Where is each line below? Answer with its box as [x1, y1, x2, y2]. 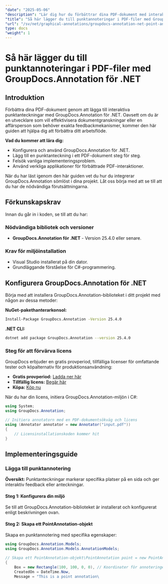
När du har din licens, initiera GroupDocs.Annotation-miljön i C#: [5, 394, 138, 400]
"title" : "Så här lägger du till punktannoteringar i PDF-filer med [5, 17, 151, 22]
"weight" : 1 [5, 31, 30, 36]
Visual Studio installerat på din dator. [12, 259, 88, 265]
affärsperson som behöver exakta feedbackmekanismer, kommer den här [5, 123, 156, 128]
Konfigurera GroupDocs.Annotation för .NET [5, 279, 147, 287]
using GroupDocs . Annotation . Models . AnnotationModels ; [5, 546, 120, 551]
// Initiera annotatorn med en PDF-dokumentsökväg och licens [5, 417, 137, 423]
